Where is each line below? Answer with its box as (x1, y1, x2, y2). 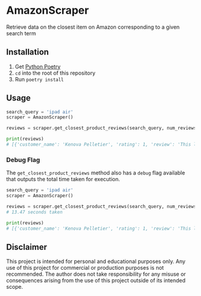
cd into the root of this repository (14, 69, 96, 77)
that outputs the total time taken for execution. (6, 176, 120, 183)
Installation (6, 47, 49, 57)
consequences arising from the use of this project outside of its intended (6, 277, 186, 284)
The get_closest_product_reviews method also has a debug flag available (6, 169, 185, 176)
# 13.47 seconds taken (6, 209, 63, 215)
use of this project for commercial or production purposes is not (6, 264, 165, 271)
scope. (6, 283, 23, 291)
